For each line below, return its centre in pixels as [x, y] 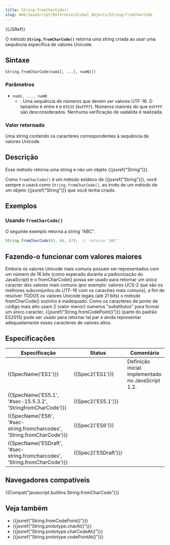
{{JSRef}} [15, 29]
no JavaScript [144, 380]
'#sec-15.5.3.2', [28, 401]
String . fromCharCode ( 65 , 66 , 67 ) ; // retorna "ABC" [62, 241]
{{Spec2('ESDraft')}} [98, 453]
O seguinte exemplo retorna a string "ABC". [50, 232]
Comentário [145, 353]
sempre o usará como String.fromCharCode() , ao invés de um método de [81, 185]
